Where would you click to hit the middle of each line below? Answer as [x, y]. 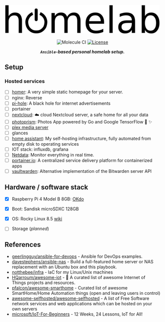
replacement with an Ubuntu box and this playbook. [64, 267]
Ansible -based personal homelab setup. [82, 51]
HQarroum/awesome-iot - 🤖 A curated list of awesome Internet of [79, 278]
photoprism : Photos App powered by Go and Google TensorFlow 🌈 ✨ [82, 121]
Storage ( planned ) [30, 229]
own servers [24, 309]
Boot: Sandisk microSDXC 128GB [45, 209]
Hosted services [25, 81]
